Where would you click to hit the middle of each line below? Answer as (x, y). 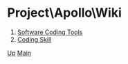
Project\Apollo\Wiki (65, 13)
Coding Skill (34, 39)
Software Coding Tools (50, 32)
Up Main (19, 53)
